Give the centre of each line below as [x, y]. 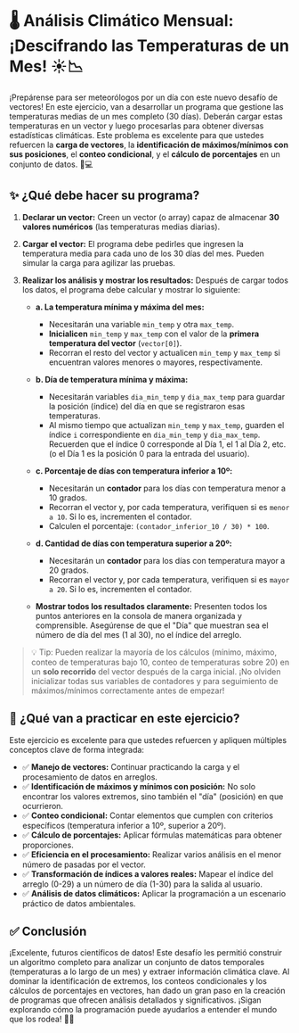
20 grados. [69, 570]
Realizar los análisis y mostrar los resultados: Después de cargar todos [155, 280]
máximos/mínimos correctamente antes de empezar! [128, 690]
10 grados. [68, 497]
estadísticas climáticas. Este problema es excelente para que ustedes [137, 135]
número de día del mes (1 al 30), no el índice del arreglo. [138, 634]
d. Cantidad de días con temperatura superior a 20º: [134, 543]
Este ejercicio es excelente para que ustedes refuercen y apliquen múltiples [148, 740]
